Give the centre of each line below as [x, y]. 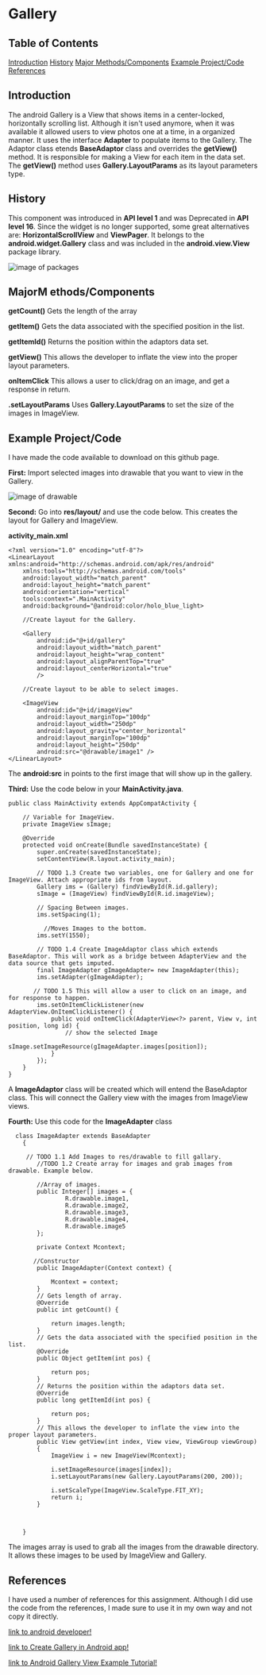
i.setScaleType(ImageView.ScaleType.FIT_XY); [127, 1491]
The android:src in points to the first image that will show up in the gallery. [130, 774]
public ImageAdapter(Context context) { [104, 1268]
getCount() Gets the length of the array [73, 311]
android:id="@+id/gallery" [81, 641]
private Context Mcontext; [81, 1248]
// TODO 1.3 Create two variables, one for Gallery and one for [145, 873]
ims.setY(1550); [64, 936]
